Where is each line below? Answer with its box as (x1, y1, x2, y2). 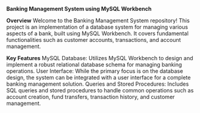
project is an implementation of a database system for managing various (6, 24, 188, 30)
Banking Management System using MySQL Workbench (6, 5, 152, 12)
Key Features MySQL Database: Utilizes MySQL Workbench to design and (6, 55, 193, 61)
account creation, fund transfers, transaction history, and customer (6, 94, 175, 100)
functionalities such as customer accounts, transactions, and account (6, 36, 181, 43)
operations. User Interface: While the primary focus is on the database (6, 67, 184, 75)
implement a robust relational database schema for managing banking (6, 61, 182, 68)
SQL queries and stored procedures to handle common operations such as (6, 87, 194, 94)
